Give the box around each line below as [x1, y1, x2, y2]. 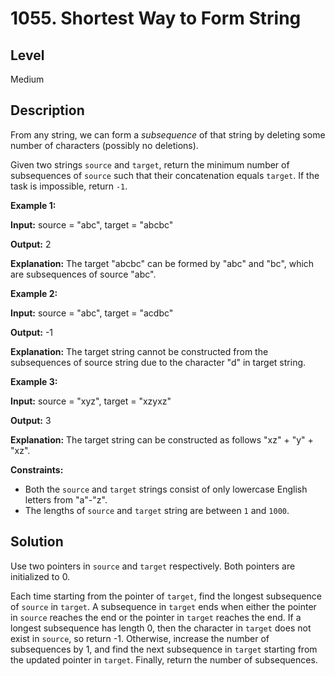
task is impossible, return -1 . [10, 180, 128, 192]
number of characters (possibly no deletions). [10, 139, 199, 151]
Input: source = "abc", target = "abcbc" [10, 218, 174, 231]
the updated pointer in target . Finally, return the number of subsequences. [10, 653, 318, 666]
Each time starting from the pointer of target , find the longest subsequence [10, 590, 322, 602]
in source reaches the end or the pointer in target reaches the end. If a [10, 611, 302, 623]
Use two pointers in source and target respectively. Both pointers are [10, 560, 296, 572]
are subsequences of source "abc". [10, 268, 157, 280]
